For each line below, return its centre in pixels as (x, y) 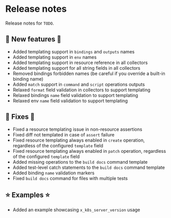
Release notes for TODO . (30, 23)
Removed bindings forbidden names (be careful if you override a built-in (89, 73)
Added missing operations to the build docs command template (80, 162)
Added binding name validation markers (54, 173)
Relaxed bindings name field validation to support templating (75, 95)
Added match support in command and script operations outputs (79, 84)
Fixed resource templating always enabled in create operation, (79, 140)
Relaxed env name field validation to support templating (70, 101)
